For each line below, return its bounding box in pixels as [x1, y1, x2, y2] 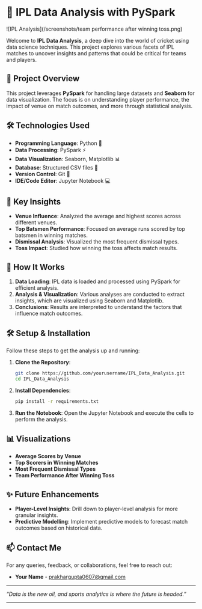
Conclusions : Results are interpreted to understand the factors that [14, 304, 182, 311]
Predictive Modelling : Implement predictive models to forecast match [14, 518, 188, 525]
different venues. [14, 219, 58, 226]
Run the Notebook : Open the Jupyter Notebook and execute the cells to [14, 409, 194, 417]
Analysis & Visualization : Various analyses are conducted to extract [14, 291, 185, 298]
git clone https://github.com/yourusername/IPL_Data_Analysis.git [14, 370, 185, 376]
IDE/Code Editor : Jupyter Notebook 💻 [14, 177, 111, 184]
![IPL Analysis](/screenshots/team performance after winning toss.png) [6, 25, 183, 32]
